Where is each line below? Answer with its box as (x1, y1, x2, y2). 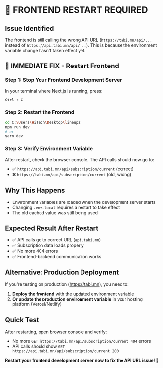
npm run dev (5, 124, 30, 130)
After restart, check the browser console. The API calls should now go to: (5, 156, 154, 162)
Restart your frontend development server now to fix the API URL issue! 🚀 (5, 357, 159, 364)
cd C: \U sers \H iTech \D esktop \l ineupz (5, 120, 81, 125)
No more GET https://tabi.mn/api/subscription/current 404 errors (12, 338, 151, 344)
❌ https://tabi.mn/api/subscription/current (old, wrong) (12, 171, 132, 177)
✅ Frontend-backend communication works (12, 254, 102, 260)
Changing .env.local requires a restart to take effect (12, 204, 120, 210)
